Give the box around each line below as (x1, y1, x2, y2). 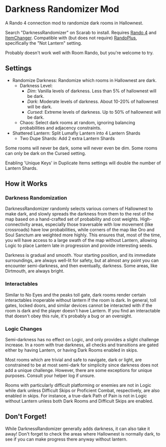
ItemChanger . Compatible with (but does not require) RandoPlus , (5, 35, 137, 41)
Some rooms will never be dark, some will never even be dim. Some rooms (5, 145, 158, 151)
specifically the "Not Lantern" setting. (5, 40, 82, 46)
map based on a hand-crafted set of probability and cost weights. (5, 216, 140, 222)
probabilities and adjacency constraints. (19, 125, 102, 131)
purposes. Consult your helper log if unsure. (5, 372, 96, 378)
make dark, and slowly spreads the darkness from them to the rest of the (5, 211, 154, 217)
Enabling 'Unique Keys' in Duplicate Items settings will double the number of (5, 160, 161, 166)
